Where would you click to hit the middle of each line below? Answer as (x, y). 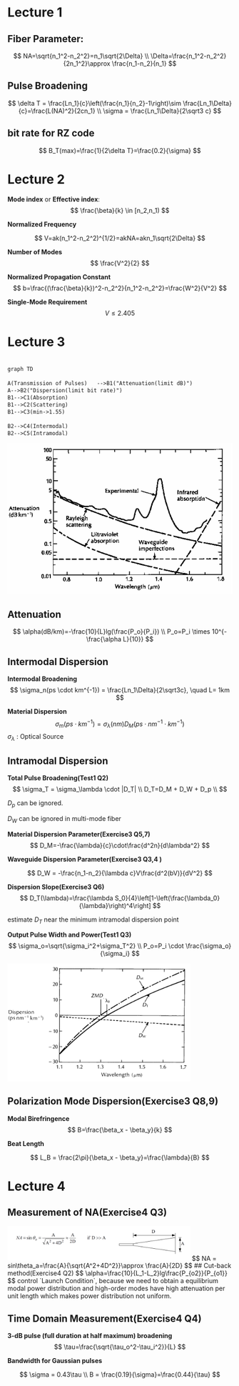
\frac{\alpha (104, 639)
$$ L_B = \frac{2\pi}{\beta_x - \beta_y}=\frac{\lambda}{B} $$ (120, 1157)
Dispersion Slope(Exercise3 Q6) (56, 887)
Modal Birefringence (39, 1118)
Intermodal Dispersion (58, 662)
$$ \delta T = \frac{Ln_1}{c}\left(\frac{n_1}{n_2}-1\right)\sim (95, 103)
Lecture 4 (36, 1186)
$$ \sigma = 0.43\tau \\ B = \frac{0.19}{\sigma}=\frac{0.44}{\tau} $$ (120, 1375)
